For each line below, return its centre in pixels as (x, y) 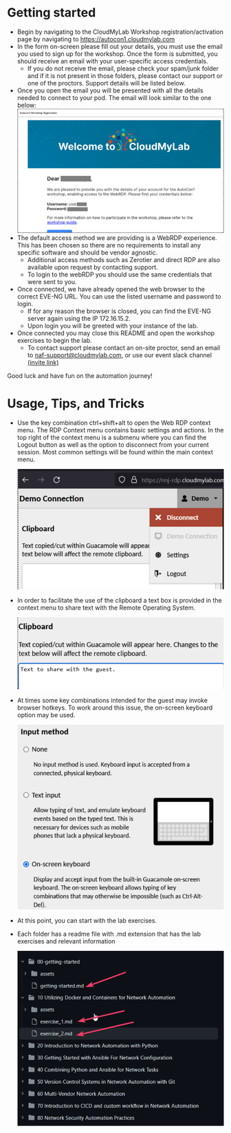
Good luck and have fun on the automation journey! (80, 376)
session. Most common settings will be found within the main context (115, 452)
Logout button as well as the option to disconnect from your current (113, 444)
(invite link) (43, 363)
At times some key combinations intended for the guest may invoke (112, 701)
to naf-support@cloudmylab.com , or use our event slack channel (119, 355)
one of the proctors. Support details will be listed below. (106, 83)
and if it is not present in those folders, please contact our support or (125, 76)
